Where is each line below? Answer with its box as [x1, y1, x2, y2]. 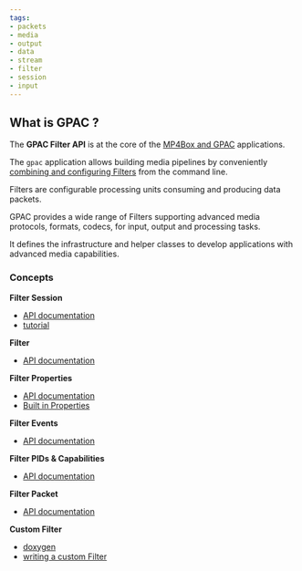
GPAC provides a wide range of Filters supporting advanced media [9, 212, 260, 223]
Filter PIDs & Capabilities [9, 452, 105, 463]
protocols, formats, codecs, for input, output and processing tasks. [9, 221, 261, 233]
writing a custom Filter [22, 551, 108, 562]
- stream [9, 56, 43, 65]
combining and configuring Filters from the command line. [9, 166, 228, 178]
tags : [9, 13, 30, 23]
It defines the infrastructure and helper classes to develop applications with [9, 239, 294, 250]
